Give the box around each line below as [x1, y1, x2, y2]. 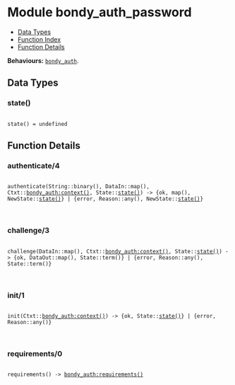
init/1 [7, 290, 25, 300]
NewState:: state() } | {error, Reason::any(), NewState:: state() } [7, 195, 203, 202]
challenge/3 [7, 226, 50, 236]
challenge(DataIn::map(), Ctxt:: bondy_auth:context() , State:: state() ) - [7, 248, 229, 255]
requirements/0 [7, 348, 63, 358]
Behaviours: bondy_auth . [7, 56, 79, 64]
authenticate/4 [7, 161, 60, 171]
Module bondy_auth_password [7, 4, 192, 21]
